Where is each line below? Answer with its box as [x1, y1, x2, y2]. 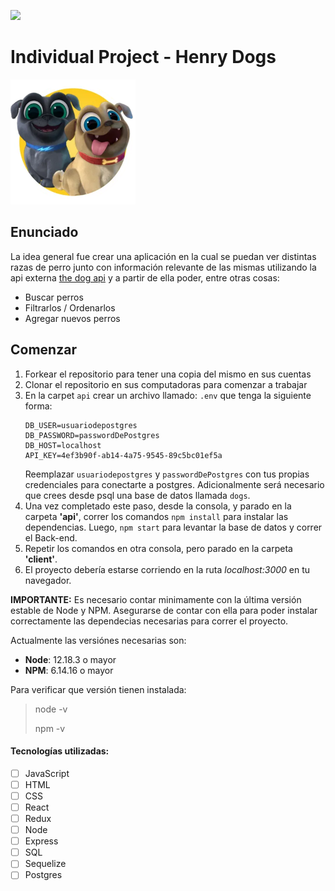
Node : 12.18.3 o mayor [24, 653, 117, 665]
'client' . [24, 553, 58, 565]
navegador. [24, 574, 72, 586]
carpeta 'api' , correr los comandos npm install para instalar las [24, 510, 289, 522]
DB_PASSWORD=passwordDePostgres [24, 430, 160, 440]
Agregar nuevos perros [24, 312, 121, 324]
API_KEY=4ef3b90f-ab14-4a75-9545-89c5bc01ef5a [24, 450, 223, 460]
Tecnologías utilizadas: [10, 745, 110, 757]
